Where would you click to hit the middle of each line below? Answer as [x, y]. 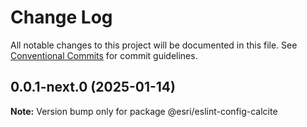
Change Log [61, 17]
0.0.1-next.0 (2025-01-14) [93, 87]
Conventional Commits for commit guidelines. [104, 55]
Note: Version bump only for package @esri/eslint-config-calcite [144, 111]
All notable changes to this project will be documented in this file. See [154, 45]
